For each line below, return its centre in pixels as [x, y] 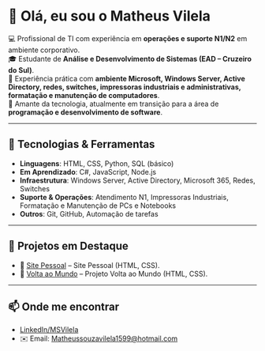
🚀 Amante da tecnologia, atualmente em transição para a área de [114, 104]
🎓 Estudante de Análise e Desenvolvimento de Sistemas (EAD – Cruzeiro [130, 58]
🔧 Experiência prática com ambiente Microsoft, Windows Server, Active [127, 78]
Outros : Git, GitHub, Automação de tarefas [89, 213]
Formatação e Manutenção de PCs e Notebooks [97, 206]
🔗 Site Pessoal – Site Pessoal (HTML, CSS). [90, 265]
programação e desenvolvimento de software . [86, 112]
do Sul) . [21, 70]
